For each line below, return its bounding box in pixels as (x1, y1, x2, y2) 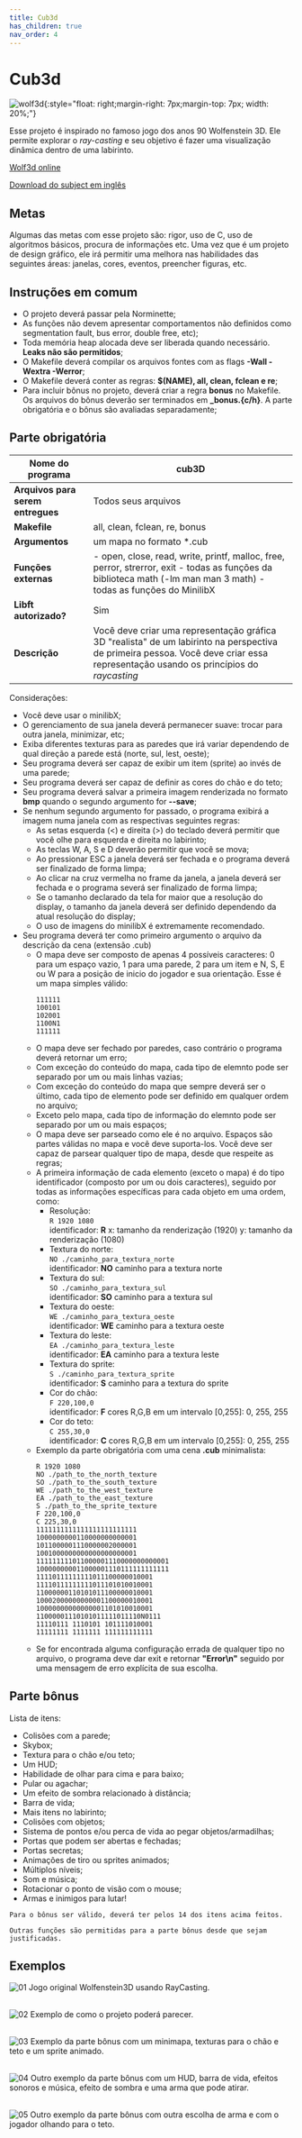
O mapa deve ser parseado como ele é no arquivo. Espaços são (35, 1128, 273, 1140)
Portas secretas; (22, 1844, 84, 1856)
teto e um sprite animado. (9, 2046, 104, 2057)
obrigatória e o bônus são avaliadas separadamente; (22, 404, 218, 414)
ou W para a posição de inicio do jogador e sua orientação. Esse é (35, 968, 281, 978)
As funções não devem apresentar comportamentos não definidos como (22, 317, 292, 329)
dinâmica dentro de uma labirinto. (9, 145, 134, 156)
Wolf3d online (9, 162, 61, 173)
